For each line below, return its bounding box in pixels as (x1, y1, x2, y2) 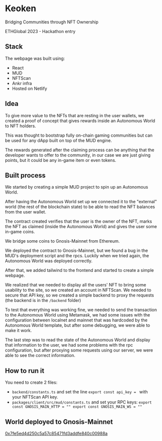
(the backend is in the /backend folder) (5, 298, 81, 303)
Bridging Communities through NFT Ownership (5, 19, 99, 25)
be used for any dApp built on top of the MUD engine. (5, 137, 112, 143)
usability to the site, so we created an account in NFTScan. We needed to (5, 287, 151, 293)
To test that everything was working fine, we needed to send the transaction (5, 307, 157, 313)
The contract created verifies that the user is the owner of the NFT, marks (5, 218, 152, 224)
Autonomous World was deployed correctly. (5, 258, 93, 264)
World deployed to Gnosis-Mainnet (5, 418, 113, 426)
